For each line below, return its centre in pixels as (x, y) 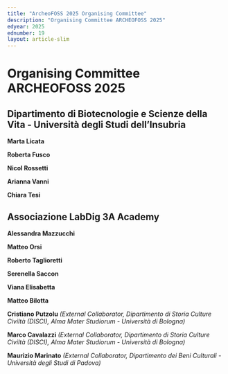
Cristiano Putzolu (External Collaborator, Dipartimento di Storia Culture (109, 314)
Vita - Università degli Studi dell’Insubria (96, 124)
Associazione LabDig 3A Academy (83, 216)
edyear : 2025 (26, 26)
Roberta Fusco (29, 155)
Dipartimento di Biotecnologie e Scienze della (107, 114)
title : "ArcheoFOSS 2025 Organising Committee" (77, 14)
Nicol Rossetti (28, 168)
